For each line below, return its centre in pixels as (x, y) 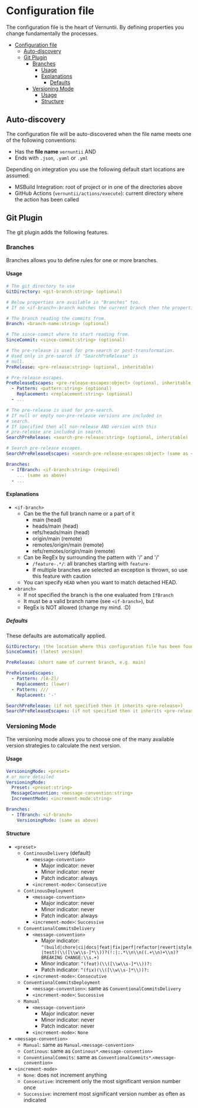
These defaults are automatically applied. (56, 636)
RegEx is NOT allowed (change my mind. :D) (77, 607)
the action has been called (47, 199)
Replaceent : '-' (37, 695)
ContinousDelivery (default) (57, 853)
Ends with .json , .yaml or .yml (51, 158)
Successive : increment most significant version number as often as (104, 1093)
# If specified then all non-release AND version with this (82, 426)
